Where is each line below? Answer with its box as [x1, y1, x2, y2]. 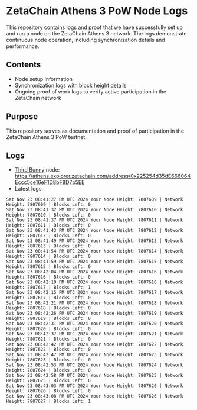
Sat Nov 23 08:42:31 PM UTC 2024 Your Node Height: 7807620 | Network [6, 321, 183, 327]
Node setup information [14, 75, 73, 82]
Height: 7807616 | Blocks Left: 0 [6, 274, 91, 280]
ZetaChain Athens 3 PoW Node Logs [6, 4, 188, 18]
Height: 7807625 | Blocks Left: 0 [6, 377, 91, 384]
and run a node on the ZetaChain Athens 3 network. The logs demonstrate [6, 30, 187, 37]
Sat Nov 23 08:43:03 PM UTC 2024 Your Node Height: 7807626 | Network [6, 383, 183, 389]
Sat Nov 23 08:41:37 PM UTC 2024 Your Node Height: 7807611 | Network [6, 217, 183, 223]
